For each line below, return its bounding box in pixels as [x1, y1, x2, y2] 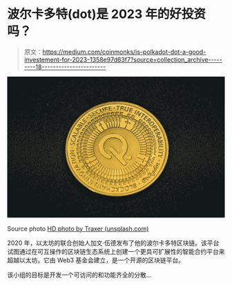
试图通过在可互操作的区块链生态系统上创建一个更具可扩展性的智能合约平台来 [7, 247, 225, 255]
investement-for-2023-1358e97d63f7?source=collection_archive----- [23, 55, 222, 63]
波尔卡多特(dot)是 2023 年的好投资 [7, 6, 206, 22]
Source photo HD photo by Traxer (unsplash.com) [7, 224, 149, 233]
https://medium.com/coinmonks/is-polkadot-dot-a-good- [42, 48, 206, 56]
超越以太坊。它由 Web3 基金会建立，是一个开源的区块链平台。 [7, 256, 185, 264]
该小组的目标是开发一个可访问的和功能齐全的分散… [7, 271, 152, 279]
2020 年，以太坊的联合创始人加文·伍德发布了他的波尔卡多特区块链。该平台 [7, 239, 220, 247]
